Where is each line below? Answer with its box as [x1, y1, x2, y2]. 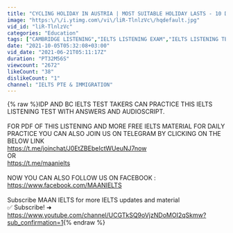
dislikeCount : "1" [7, 74, 60, 82]
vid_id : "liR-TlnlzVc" [7, 23, 73, 30]
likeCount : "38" [7, 68, 54, 75]
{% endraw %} [63, 218, 105, 227]
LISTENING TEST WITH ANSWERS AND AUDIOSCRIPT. [7, 107, 165, 116]
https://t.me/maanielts [7, 159, 71, 167]
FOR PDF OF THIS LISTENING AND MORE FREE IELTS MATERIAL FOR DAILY [7, 122, 225, 130]
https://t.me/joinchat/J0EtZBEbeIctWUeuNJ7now [7, 144, 147, 153]
